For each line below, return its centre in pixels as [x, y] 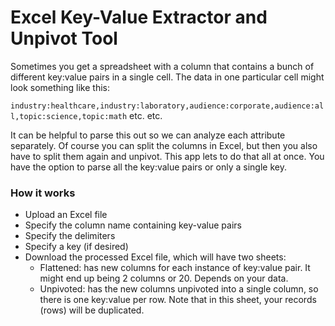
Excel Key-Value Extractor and [139, 17]
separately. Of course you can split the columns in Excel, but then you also [164, 145]
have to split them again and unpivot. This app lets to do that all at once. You [167, 156]
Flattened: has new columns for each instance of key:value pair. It [175, 268]
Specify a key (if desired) [76, 247]
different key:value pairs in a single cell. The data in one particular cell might [167, 77]
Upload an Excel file [66, 215]
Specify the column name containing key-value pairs [133, 225]
